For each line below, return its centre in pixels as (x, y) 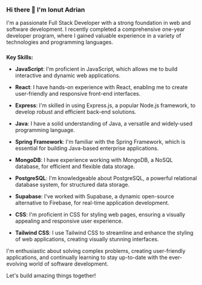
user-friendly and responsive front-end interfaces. (78, 94)
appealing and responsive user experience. (69, 221)
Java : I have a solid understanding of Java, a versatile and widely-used (104, 124)
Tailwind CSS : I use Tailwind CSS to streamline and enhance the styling (104, 233)
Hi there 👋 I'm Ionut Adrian (46, 10)
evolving (17, 264)
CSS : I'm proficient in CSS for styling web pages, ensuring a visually (100, 215)
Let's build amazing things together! (51, 276)
